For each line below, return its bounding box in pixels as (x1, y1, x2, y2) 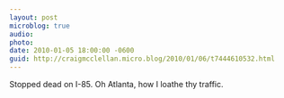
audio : (9, 29, 34, 38)
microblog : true (9, 21, 70, 30)
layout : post (9, 12, 58, 22)
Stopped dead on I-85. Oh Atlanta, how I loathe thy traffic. (9, 79, 224, 89)
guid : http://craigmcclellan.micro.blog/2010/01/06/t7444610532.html (9, 54, 276, 63)
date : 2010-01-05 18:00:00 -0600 (9, 46, 135, 55)
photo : (9, 37, 34, 47)
